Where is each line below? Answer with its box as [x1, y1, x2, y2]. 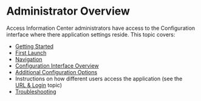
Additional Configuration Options [15, 68, 98, 75]
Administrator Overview [6, 4, 131, 18]
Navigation [15, 55, 43, 63]
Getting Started [15, 43, 53, 50]
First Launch [15, 49, 47, 56]
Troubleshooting [15, 88, 56, 95]
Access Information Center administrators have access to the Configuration [6, 24, 196, 32]
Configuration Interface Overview [15, 62, 99, 69]
